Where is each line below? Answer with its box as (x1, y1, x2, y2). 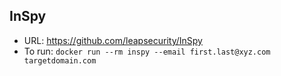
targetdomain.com (23, 55, 97, 66)
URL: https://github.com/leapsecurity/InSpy (23, 34, 203, 46)
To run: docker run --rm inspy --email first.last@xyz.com (23, 45, 271, 57)
